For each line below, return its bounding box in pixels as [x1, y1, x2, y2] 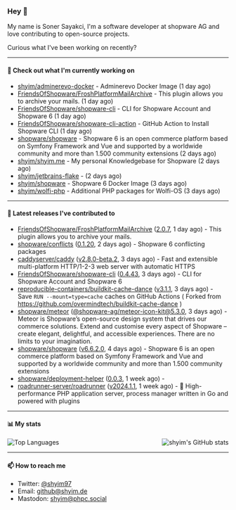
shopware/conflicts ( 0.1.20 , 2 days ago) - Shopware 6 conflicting [17, 239, 205, 248]
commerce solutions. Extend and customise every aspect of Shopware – [17, 321, 227, 330]
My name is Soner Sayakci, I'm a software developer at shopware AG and [7, 23, 220, 31]
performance [17, 389, 56, 397]
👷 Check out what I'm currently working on [7, 66, 135, 75]
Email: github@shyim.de [17, 487, 88, 495]
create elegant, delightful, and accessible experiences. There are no [17, 329, 216, 338]
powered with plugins [17, 397, 81, 405]
